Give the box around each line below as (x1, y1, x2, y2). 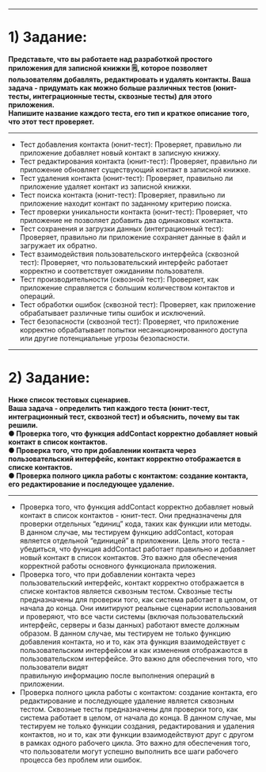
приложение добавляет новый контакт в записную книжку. (19, 148, 221, 157)
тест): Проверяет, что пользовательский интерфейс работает (19, 257, 228, 267)
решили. (8, 420, 38, 429)
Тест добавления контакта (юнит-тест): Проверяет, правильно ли (19, 140, 242, 149)
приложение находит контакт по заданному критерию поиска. (19, 198, 232, 208)
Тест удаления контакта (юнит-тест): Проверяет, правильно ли (19, 173, 234, 182)
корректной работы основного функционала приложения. (19, 561, 217, 570)
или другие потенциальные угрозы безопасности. (19, 333, 190, 343)
